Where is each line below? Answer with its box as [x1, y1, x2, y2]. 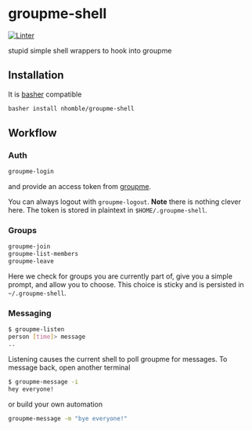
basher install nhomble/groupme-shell [8, 104, 135, 112]
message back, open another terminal [8, 363, 131, 373]
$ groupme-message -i [8, 378, 79, 386]
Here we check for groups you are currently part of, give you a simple [8, 271, 233, 281]
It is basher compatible [8, 89, 82, 99]
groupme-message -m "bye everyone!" [8, 414, 128, 422]
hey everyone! [8, 385, 55, 393]
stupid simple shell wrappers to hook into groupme [8, 46, 172, 55]
